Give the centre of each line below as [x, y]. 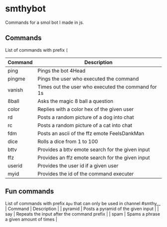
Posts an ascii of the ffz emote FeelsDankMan [91, 133]
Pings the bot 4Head [62, 71]
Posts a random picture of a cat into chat [85, 125]
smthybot [26, 9]
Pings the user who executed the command [88, 78]
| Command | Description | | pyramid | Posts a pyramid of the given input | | [82, 209]
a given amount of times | [31, 219]
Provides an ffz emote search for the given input [94, 157]
